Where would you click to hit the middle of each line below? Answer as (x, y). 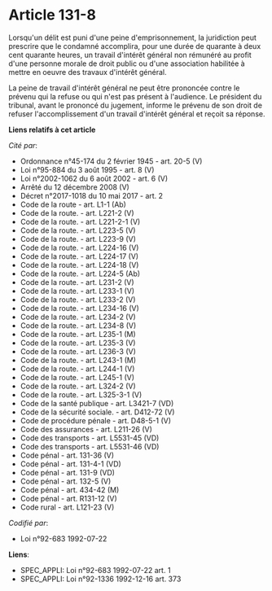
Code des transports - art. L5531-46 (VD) (90, 446)
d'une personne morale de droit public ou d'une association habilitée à (127, 63)
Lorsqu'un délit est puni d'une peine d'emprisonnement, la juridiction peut (132, 37)
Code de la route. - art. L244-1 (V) (77, 369)
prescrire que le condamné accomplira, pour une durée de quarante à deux (135, 46)
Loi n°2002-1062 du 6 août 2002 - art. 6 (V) (94, 178)
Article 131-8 (52, 15)
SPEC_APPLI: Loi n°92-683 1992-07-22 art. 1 (95, 570)
